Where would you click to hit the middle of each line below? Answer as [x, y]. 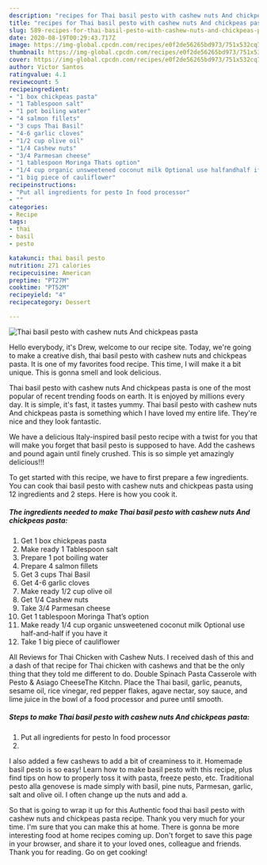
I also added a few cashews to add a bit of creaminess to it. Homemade [126, 760]
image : [20, 45]
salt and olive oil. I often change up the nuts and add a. [99, 795]
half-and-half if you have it [64, 633]
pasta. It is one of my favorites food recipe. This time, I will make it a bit [125, 364]
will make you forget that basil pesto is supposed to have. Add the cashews [132, 445]
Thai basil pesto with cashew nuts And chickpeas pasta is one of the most [130, 387]
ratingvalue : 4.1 [38, 74]
